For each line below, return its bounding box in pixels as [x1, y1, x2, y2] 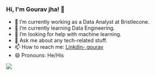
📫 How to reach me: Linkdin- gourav [14, 44, 104, 51]
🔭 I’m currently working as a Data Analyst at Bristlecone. [14, 19, 150, 26]
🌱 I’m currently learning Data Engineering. [14, 24, 115, 31]
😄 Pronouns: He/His [14, 52, 64, 59]
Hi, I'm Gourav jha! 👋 [6, 5, 65, 13]
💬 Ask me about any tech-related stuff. [14, 37, 108, 44]
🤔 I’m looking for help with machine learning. [14, 31, 122, 38]
